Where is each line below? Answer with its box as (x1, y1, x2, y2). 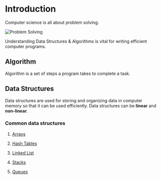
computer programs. (5, 43, 46, 49)
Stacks (12, 159, 26, 165)
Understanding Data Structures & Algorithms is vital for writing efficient (5, 38, 147, 44)
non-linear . (5, 108, 28, 114)
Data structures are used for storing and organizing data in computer (5, 97, 143, 103)
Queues (12, 169, 28, 175)
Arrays (12, 131, 26, 137)
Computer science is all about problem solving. (5, 19, 99, 25)
